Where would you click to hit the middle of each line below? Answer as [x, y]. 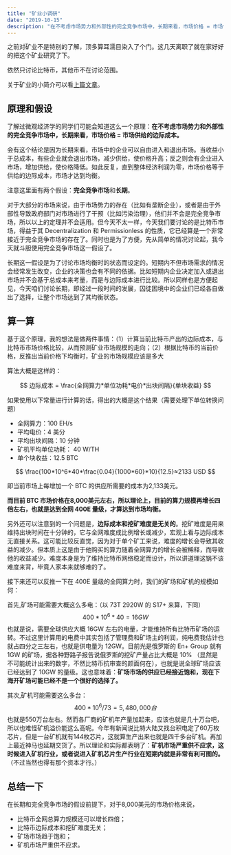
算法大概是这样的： [34, 371]
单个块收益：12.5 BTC [48, 458]
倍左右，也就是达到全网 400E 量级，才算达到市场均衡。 [86, 509]
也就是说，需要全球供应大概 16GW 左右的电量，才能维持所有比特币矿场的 [111, 629]
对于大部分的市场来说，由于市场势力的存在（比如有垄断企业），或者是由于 [111, 205]
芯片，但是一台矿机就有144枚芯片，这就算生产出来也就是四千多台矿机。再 [112, 737]
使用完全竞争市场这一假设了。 [73, 248]
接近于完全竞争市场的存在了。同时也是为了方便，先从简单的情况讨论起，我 [112, 239]
